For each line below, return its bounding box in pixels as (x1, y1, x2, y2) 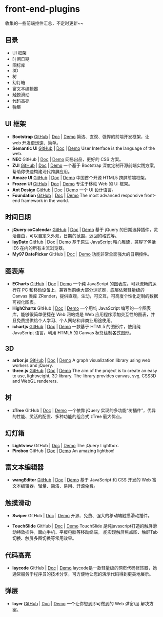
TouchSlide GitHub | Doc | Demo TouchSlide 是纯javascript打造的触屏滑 (12, 523, 157, 529)
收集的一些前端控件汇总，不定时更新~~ (5, 20, 84, 26)
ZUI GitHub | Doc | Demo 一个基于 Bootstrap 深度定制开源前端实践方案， (12, 162, 159, 168)
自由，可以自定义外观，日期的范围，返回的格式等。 (16, 233, 120, 239)
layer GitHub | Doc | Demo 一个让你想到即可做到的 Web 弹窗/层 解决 (12, 600, 150, 606)
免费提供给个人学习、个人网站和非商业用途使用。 (16, 318, 115, 323)
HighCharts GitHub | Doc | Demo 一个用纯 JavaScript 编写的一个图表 (12, 305, 151, 311)
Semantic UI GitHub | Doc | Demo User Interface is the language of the (12, 145, 155, 151)
